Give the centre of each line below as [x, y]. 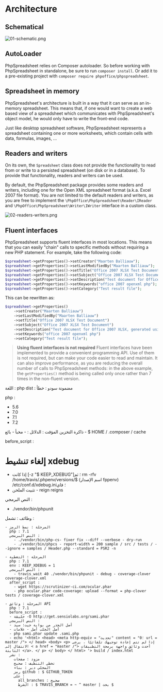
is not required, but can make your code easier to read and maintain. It [87, 358]
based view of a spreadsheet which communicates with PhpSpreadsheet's [80, 113]
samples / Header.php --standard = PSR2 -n [71, 548]
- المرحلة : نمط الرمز [28, 527]
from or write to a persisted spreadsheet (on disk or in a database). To [75, 170]
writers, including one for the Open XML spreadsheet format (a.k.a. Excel [78, 190]
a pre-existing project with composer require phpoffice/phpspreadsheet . [77, 76]
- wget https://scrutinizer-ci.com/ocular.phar [63, 587]
